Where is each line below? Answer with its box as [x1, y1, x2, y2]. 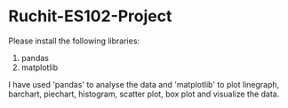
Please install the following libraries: [8, 35, 140, 46]
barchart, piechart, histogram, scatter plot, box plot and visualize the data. [8, 89, 280, 99]
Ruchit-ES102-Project [8, 6, 172, 27]
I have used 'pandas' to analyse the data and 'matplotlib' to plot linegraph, [8, 79, 280, 89]
